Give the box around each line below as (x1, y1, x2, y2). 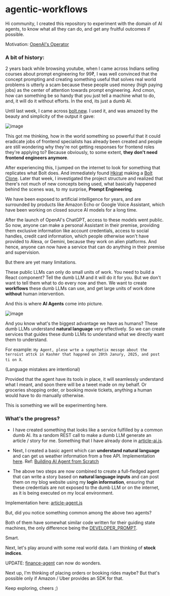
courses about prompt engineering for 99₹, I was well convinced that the (5, 71, 158, 77)
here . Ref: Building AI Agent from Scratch (12, 458, 99, 464)
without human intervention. (5, 291, 65, 297)
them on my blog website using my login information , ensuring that (12, 479, 154, 485)
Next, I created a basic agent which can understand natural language (12, 447, 160, 453)
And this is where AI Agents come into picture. (5, 301, 103, 307)
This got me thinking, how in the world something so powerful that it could (5, 133, 161, 139)
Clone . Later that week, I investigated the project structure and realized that (5, 175, 163, 182)
